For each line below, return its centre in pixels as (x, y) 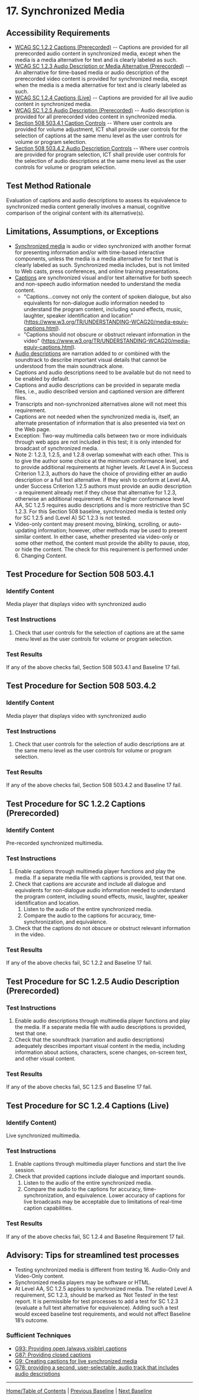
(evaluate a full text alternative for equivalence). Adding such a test (97, 1307)
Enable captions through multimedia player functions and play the (95, 871)
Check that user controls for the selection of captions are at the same (99, 632)
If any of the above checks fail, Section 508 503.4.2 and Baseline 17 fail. (94, 785)
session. (25, 1170)
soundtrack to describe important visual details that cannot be (91, 360)
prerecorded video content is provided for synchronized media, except (101, 79)
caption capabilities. (48, 1208)
